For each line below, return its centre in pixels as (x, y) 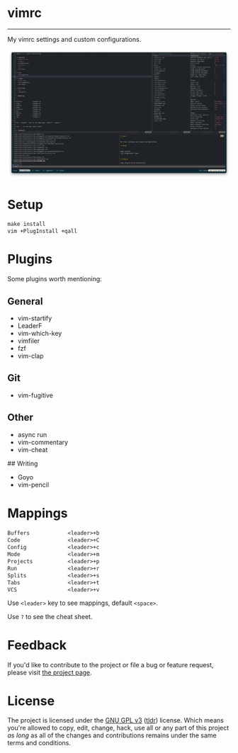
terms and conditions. (39, 743)
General (25, 301)
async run (32, 434)
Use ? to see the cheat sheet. (50, 616)
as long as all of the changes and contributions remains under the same (112, 735)
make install (27, 225)
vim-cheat (33, 449)
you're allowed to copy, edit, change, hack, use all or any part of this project (118, 728)
